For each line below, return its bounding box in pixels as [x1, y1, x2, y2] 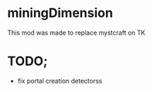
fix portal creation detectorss [17, 76, 103, 85]
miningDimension [7, 5, 113, 21]
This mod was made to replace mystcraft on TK [7, 28, 146, 37]
